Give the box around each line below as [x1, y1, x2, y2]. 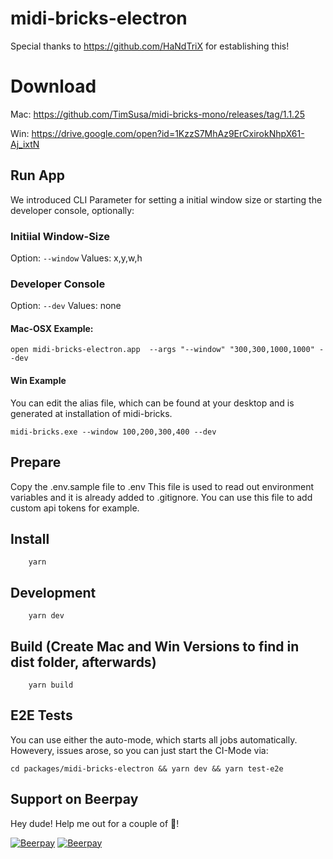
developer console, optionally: [10, 204, 135, 216]
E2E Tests [10, 707, 73, 724]
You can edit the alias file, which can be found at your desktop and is [10, 397, 295, 409]
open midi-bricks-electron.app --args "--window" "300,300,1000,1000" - [10, 345, 325, 355]
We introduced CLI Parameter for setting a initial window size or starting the [10, 193, 323, 206]
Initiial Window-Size [10, 229, 111, 243]
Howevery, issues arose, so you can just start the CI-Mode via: [10, 744, 269, 756]
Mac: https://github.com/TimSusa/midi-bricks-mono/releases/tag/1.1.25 [10, 108, 305, 120]
